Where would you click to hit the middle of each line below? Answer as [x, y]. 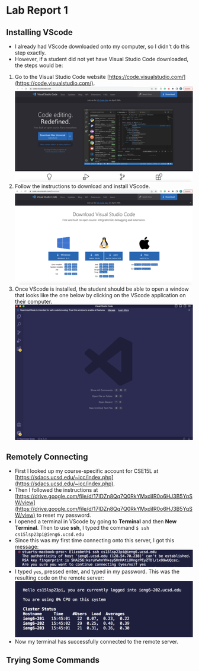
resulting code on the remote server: [60, 578]
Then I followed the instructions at [56, 489]
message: [27, 546]
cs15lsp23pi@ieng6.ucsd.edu [49, 535]
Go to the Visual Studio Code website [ [62, 77]
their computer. [33, 302]
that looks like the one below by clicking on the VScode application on [100, 295]
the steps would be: [39, 65]
